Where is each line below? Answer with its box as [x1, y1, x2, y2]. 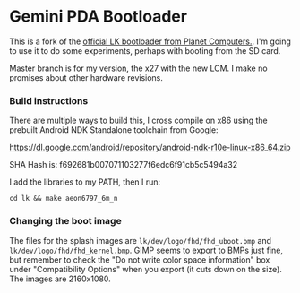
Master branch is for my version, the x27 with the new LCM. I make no [9, 63, 268, 73]
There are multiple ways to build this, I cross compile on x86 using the [9, 115, 268, 126]
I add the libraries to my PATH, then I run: [9, 177, 161, 187]
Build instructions [9, 94, 89, 107]
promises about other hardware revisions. [9, 72, 164, 82]
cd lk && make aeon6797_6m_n [9, 194, 118, 203]
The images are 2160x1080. [9, 273, 112, 284]
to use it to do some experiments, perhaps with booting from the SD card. [9, 45, 281, 56]
